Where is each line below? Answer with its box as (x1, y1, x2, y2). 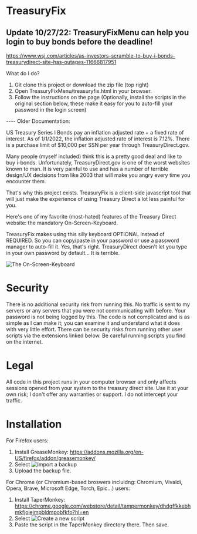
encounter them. (6, 178, 46, 184)
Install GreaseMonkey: (14, 448, 69, 455)
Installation (6, 418, 62, 431)
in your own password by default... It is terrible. (6, 250, 120, 256)
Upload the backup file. (14, 467, 72, 474)
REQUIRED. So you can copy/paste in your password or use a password (6, 237, 179, 244)
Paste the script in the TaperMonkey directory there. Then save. (14, 521, 169, 528)
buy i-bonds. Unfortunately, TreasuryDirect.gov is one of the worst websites (6, 159, 191, 166)
